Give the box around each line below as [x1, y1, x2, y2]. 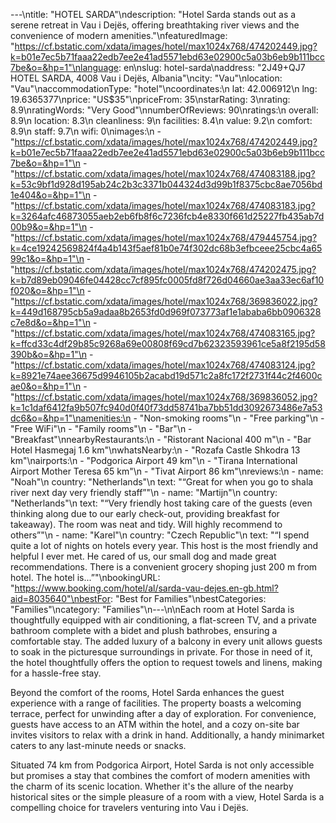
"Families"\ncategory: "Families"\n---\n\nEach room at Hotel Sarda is [10, 604, 295, 615]
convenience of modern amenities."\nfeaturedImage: [10, 30, 228, 41]
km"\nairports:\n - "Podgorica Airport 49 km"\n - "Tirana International [10, 455, 298, 466]
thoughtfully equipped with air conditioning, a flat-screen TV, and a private [10, 614, 317, 626]
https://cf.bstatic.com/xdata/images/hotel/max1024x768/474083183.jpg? [14, 200, 316, 211]
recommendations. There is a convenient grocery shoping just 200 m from [10, 561, 318, 573]
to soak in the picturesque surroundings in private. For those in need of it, [10, 646, 313, 658]
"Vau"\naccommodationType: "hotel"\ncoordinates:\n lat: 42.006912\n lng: [10, 83, 318, 94]
